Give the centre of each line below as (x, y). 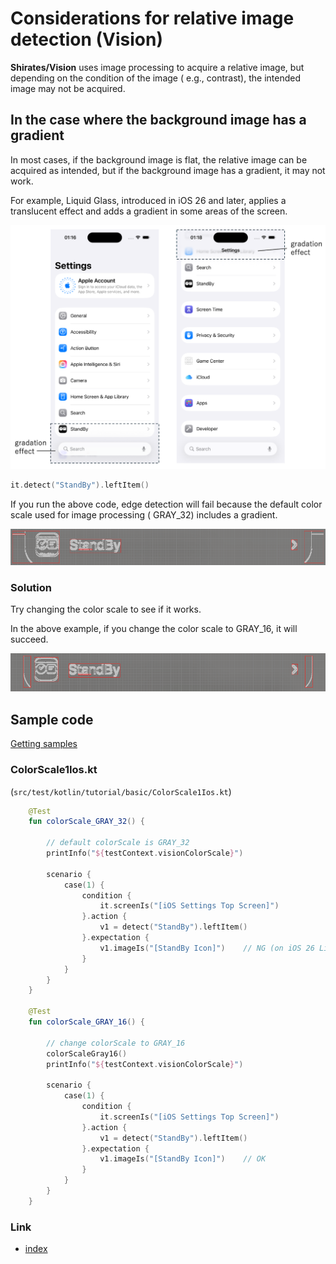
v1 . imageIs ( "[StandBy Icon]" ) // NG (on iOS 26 (207, 948)
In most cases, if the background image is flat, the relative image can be (159, 159)
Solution (31, 587)
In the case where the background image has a (158, 120)
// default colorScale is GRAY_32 (118, 843)
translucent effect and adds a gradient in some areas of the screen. (149, 211)
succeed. (29, 639)
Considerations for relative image (152, 18)
